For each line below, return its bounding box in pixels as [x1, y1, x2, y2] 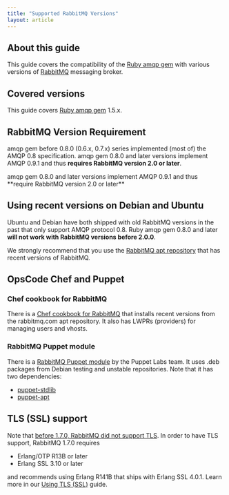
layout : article [7, 17, 54, 23]
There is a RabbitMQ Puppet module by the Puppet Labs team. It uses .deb [7, 357, 219, 366]
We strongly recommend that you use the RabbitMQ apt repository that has [7, 246, 221, 254]
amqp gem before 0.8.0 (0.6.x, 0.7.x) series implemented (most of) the [7, 144, 207, 153]
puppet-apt [17, 393, 50, 401]
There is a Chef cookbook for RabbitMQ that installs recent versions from [7, 310, 215, 318]
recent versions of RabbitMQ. [7, 253, 91, 262]
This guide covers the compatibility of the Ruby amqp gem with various [7, 60, 210, 69]
